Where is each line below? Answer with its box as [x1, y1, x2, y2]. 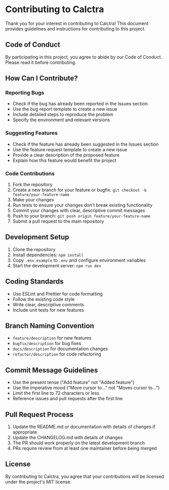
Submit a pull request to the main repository [12, 218, 104, 224]
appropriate [12, 429, 37, 435]
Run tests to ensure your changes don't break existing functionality [12, 202, 153, 208]
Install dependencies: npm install [12, 252, 83, 258]
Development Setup [5, 233, 69, 241]
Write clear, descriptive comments [12, 301, 85, 307]
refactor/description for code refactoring [12, 351, 101, 357]
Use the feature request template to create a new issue [12, 146, 128, 153]
